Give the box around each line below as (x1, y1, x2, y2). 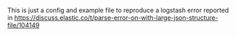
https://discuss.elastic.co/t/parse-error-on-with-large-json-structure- (14, 13, 219, 22)
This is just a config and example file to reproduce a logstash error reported (7, 6, 229, 14)
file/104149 (7, 21, 40, 29)
